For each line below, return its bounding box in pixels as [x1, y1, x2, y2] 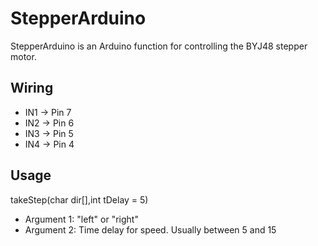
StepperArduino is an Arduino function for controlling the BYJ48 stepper [10, 40, 308, 52]
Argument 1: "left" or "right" [24, 213, 139, 225]
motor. [10, 50, 37, 62]
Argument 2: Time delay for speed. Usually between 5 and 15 [24, 223, 277, 236]
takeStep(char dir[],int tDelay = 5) [10, 193, 149, 206]
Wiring [10, 80, 54, 97]
